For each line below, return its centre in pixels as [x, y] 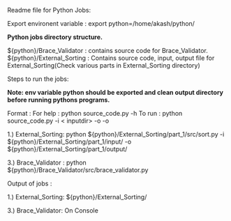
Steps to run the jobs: [38, 79]
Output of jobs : [30, 183]
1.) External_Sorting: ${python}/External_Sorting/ [77, 197]
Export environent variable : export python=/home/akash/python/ [101, 23]
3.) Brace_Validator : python [47, 162]
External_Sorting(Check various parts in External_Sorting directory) [104, 65]
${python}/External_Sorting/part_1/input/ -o [69, 142]
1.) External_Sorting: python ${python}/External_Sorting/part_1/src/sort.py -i [116, 134]
